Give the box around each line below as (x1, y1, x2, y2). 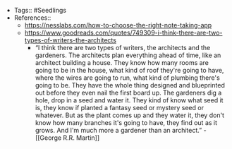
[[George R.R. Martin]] (35, 133, 100, 142)
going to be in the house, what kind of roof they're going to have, (35, 66, 224, 74)
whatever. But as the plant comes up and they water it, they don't (35, 111, 224, 119)
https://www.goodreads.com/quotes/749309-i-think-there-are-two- (24, 28, 223, 37)
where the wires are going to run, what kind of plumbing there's (35, 73, 220, 82)
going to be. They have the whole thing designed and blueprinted (35, 81, 226, 89)
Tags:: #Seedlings (13, 6, 67, 14)
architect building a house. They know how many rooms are (35, 59, 209, 66)
